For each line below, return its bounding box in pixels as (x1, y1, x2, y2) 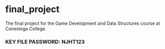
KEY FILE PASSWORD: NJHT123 (5, 38, 85, 45)
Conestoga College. (5, 25, 47, 31)
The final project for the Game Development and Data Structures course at (5, 20, 160, 26)
